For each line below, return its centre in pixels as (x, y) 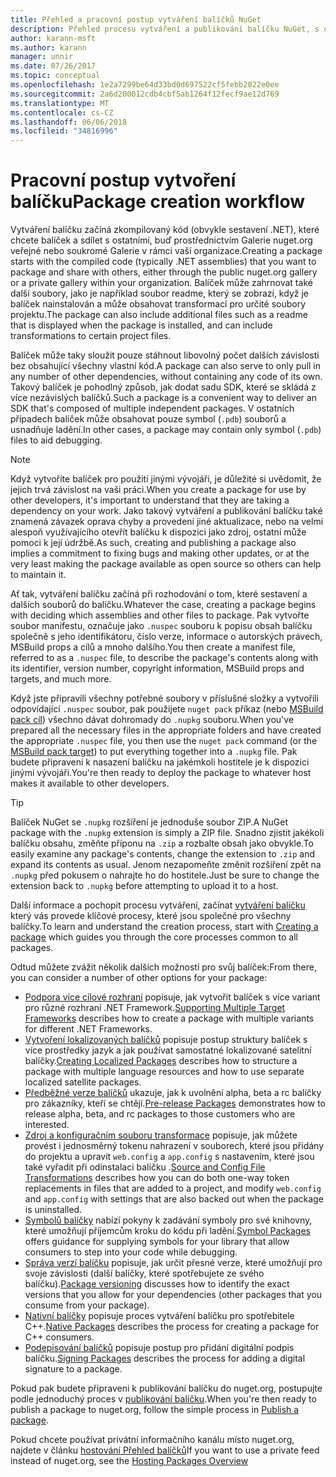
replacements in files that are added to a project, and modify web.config (173, 1188)
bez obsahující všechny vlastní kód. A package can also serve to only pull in (166, 366)
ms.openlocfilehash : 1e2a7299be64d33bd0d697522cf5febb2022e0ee (145, 85)
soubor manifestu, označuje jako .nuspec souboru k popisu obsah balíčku (161, 626)
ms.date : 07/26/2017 (53, 66)
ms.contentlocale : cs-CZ (62, 112)
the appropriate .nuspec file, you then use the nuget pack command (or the (164, 741)
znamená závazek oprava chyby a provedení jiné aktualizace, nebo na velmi (167, 522)
